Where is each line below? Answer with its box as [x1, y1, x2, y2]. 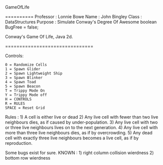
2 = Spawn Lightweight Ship [5, 71, 63, 76]
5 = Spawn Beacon [5, 84, 41, 89]
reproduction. [5, 140, 33, 146]
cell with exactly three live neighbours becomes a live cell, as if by [5, 135, 139, 141]
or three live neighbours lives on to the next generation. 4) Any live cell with [5, 125, 158, 130]
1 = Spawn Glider [5, 66, 41, 71]
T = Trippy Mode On [5, 88, 45, 93]
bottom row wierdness [5, 155, 51, 161]
